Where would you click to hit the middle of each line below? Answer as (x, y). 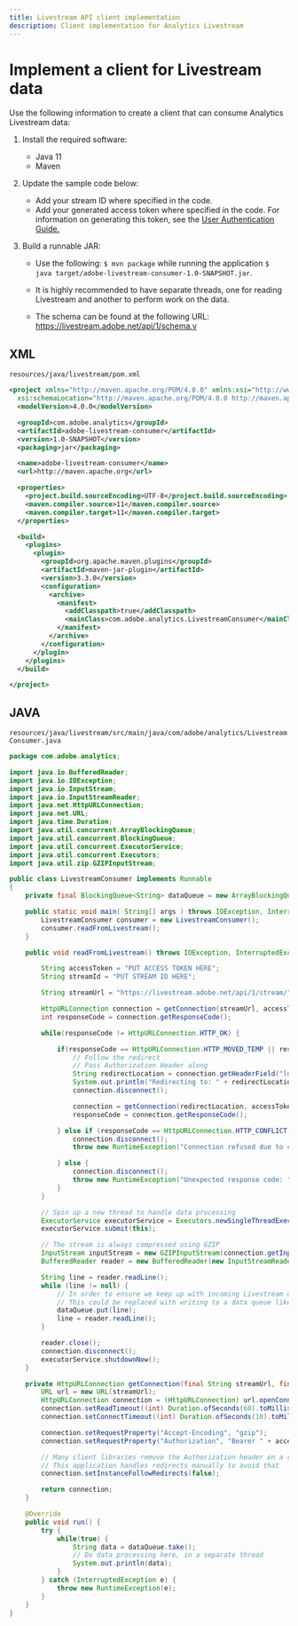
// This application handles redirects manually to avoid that (160, 1465)
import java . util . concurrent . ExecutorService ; (97, 846)
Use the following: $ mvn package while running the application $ (152, 264)
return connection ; (77, 1490)
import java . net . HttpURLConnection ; (77, 805)
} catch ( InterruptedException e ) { (109, 1580)
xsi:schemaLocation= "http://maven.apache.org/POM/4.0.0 (122, 399)
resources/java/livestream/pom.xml (75, 375)
